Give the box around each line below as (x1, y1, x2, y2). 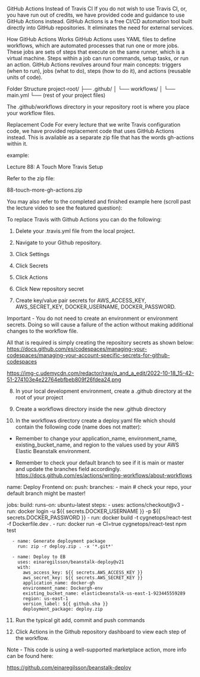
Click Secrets (15, 262, 48, 269)
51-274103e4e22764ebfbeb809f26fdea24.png (7, 376, 121, 383)
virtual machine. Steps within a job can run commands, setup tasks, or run (7, 55, 189, 61)
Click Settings (15, 251, 50, 257)
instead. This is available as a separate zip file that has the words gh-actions (7, 134, 194, 141)
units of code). (7, 74, 43, 81)
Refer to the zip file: (7, 175, 55, 181)
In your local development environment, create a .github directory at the (15, 387, 192, 395)
